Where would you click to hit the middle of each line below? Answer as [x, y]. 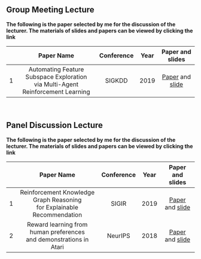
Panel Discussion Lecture [55, 125]
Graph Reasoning [57, 200]
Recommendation [57, 215]
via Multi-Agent [56, 84]
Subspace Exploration [56, 77]
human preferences [57, 231]
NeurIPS [118, 236]
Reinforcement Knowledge [57, 192]
